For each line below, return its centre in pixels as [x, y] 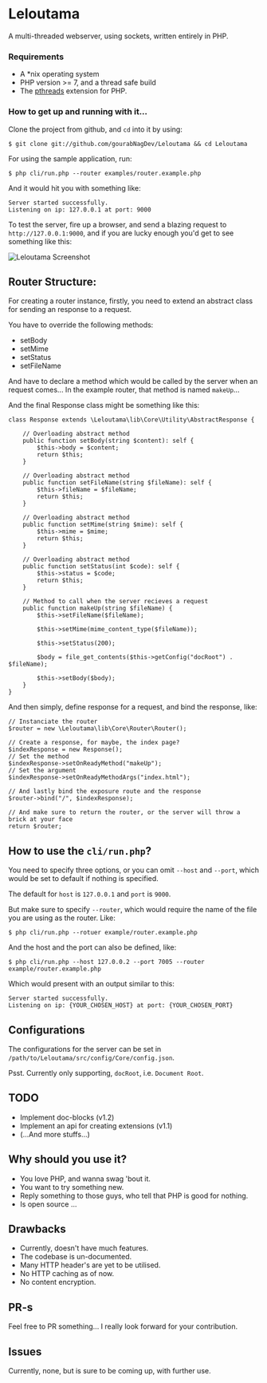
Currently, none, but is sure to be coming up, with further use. [110, 1371]
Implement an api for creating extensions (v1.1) [96, 1125]
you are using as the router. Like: [62, 918]
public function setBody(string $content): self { [108, 441]
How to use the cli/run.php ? [80, 851]
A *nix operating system [59, 74]
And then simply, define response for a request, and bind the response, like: [133, 707]
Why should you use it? [68, 1159]
